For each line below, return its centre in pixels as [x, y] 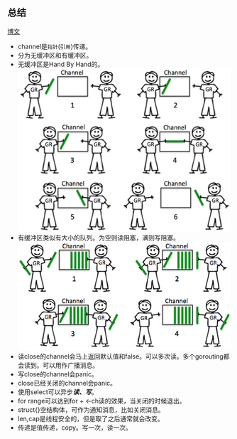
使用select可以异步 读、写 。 [57, 392]
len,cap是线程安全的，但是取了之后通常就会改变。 [91, 418]
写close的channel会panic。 [57, 374]
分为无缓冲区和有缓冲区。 [55, 55]
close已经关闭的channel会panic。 [67, 383]
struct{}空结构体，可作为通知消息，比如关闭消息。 [91, 409]
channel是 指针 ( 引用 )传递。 [55, 46]
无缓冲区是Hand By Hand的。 [61, 64]
